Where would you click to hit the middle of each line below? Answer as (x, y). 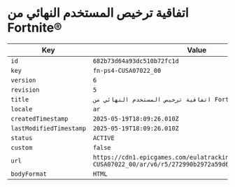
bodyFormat (29, 174)
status (22, 138)
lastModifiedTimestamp (48, 128)
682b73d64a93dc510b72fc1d (136, 61)
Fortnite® (35, 28)
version (23, 80)
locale (22, 109)
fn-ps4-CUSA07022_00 (127, 70)
